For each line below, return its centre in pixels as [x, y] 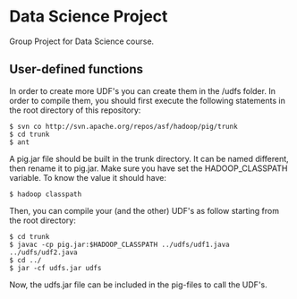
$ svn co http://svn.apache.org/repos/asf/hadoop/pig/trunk [124, 126]
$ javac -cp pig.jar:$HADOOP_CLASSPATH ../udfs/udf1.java [119, 244]
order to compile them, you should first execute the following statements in [148, 100]
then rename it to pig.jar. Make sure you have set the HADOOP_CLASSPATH [148, 168]
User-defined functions [76, 69]
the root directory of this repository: [75, 110]
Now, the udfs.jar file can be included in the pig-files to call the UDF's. [139, 285]
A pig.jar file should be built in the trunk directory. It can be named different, [149, 158]
